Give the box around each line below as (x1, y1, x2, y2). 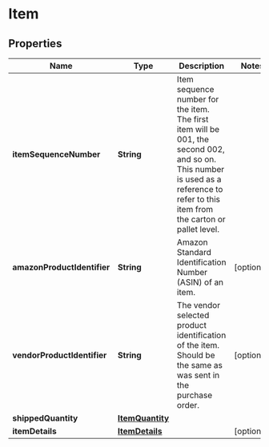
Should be (176, 349, 215, 361)
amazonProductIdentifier (12, 261, 110, 273)
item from (176, 204, 214, 214)
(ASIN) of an (176, 277, 224, 288)
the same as (176, 360, 223, 370)
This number (176, 164, 225, 174)
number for (176, 94, 219, 105)
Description (179, 61, 225, 71)
